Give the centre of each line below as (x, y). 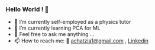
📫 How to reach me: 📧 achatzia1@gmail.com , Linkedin (81, 41)
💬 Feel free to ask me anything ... (54, 34)
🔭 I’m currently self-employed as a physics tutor (72, 22)
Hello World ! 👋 (27, 9)
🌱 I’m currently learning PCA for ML (57, 28)
